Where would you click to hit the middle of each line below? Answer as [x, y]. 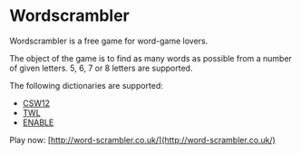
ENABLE [38, 122]
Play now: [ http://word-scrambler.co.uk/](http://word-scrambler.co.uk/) [143, 140]
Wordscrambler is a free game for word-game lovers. [109, 41]
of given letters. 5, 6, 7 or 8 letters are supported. [101, 68]
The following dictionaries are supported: [86, 85]
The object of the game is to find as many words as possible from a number [151, 58]
